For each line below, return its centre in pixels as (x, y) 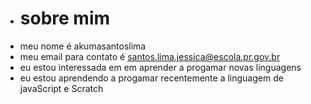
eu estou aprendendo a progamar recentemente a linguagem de (151, 78)
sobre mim (65, 18)
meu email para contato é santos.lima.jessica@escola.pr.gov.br (150, 56)
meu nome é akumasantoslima (83, 46)
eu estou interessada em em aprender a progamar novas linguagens (160, 67)
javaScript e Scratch (61, 88)
